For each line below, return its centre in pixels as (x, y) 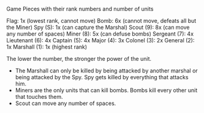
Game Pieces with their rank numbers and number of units (80, 9)
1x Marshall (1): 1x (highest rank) (47, 47)
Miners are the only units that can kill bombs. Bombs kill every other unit (106, 90)
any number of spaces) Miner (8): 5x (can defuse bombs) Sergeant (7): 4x (100, 34)
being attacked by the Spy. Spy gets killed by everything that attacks (102, 77)
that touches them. (39, 97)
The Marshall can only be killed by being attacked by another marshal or (106, 71)
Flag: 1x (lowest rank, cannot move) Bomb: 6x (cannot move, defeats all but (101, 21)
